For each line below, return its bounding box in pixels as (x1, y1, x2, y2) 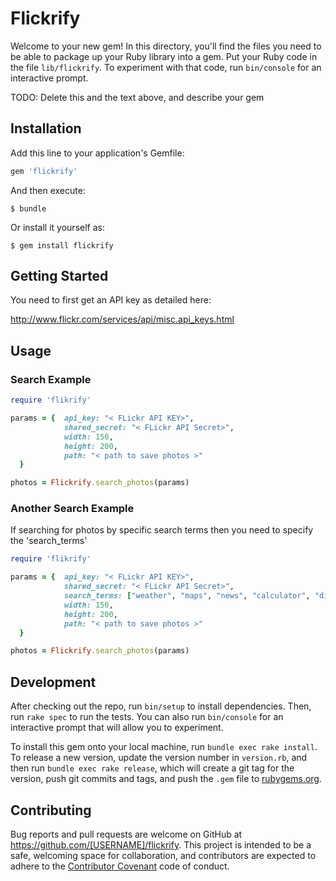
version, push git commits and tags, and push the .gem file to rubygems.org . (10, 773, 323, 785)
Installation (10, 120, 82, 137)
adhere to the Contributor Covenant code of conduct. (10, 860, 230, 872)
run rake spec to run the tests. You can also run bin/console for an (10, 711, 284, 723)
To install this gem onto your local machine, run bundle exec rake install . (10, 741, 318, 753)
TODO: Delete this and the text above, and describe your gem (10, 91, 265, 103)
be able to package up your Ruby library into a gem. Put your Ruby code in (10, 50, 318, 62)
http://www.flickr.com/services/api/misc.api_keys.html (10, 313, 235, 326)
